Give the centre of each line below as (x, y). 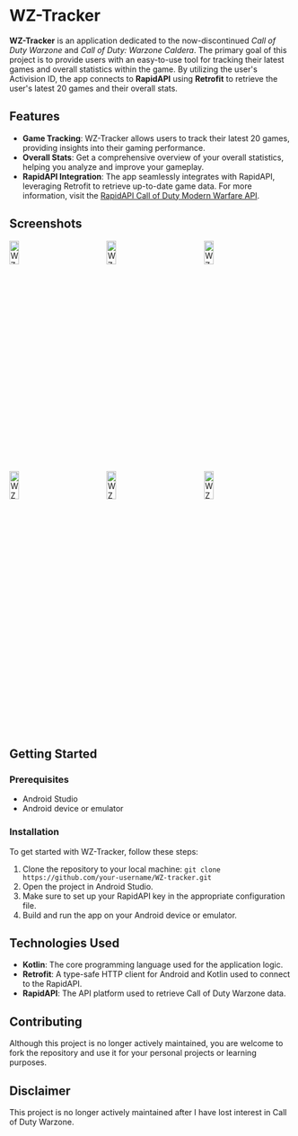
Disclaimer (40, 1091)
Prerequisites (39, 779)
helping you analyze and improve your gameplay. (113, 166)
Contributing (46, 1021)
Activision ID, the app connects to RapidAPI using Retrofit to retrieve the (144, 78)
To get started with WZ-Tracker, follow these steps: (104, 851)
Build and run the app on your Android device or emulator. (130, 915)
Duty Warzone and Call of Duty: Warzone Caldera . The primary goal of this (148, 49)
